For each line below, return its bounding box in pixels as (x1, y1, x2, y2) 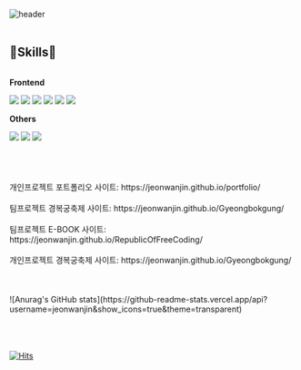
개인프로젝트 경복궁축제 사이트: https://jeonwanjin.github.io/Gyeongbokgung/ (9, 254, 292, 265)
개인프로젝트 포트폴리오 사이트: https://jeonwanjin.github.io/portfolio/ (9, 181, 261, 192)
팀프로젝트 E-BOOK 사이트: (9, 223, 106, 234)
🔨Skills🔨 (9, 45, 57, 60)
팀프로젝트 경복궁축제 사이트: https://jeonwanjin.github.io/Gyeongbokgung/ (9, 202, 285, 213)
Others (9, 113, 36, 124)
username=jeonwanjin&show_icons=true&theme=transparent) (9, 303, 243, 314)
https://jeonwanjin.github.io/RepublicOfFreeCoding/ (9, 233, 203, 245)
